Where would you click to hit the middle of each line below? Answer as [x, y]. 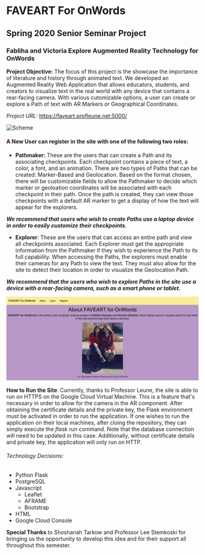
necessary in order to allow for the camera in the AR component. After [95, 403]
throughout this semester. [39, 545]
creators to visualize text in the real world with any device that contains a [98, 91]
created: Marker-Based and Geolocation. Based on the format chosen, [103, 175]
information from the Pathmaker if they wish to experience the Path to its [106, 251]
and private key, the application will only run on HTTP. [74, 442]
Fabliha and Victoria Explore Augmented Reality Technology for [103, 51]
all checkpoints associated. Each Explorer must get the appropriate [99, 244]
